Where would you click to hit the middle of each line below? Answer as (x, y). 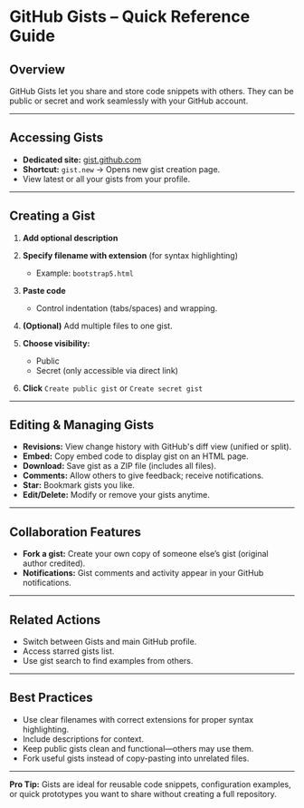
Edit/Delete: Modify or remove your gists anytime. (116, 495)
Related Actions (55, 620)
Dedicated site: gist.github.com (82, 160)
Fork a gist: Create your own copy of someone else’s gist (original (145, 554)
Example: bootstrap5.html (85, 273)
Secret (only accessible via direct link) (107, 370)
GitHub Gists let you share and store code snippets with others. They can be (152, 91)
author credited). (54, 563)
